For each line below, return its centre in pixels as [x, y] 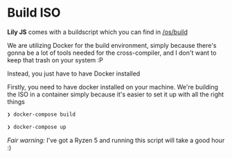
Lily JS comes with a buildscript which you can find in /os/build [98, 32]
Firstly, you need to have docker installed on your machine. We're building [113, 87]
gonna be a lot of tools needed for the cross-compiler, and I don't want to [112, 53]
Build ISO [34, 13]
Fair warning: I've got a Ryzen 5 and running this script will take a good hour [116, 140]
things [16, 101]
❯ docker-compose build [42, 114]
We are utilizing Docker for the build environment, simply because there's [112, 45]
